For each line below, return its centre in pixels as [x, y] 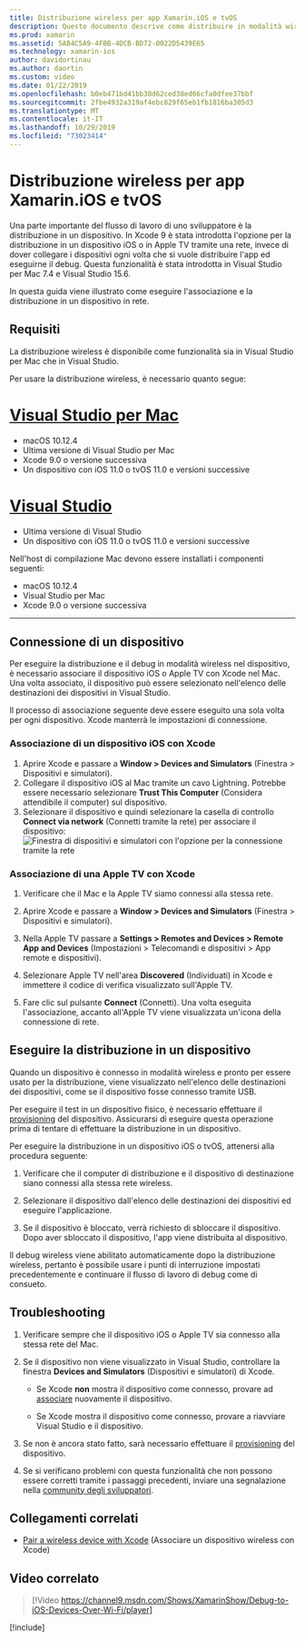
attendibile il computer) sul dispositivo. [95, 802]
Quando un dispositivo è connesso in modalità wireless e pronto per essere [150, 1072]
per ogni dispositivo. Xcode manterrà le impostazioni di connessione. [138, 720]
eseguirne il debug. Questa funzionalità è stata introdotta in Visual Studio [146, 263]
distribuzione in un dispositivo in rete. [79, 301]
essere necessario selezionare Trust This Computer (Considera [143, 792]
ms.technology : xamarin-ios [63, 52]
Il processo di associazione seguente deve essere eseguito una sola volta [147, 710]
